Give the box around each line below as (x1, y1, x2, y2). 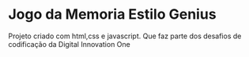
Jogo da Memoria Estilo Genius (8, 5, 217, 23)
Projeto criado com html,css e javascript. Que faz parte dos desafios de (8, 31, 242, 41)
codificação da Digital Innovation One (8, 39, 130, 48)
